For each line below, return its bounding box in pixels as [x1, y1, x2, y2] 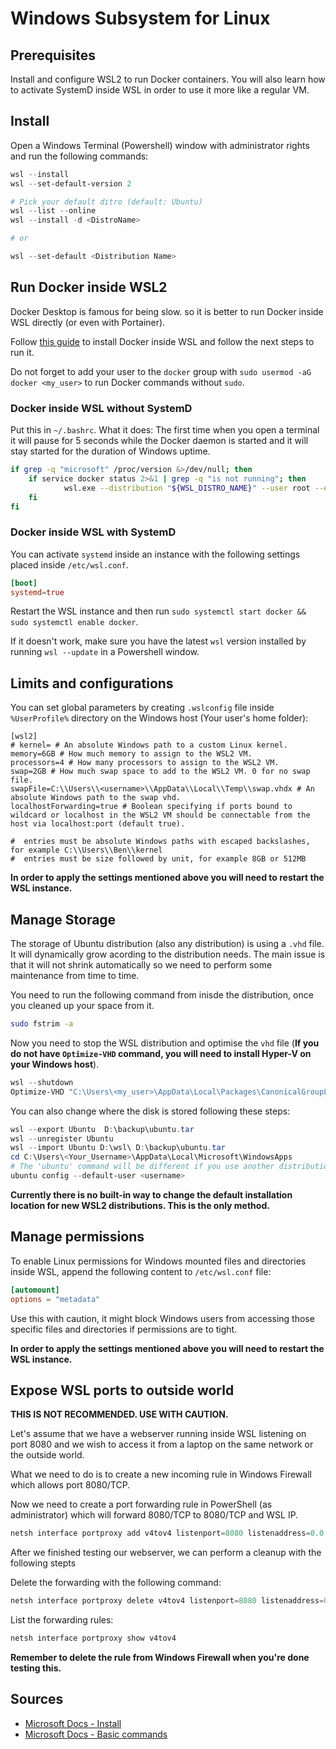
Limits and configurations [10, 675, 174, 692]
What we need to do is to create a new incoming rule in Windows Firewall [10, 1468, 312, 1481]
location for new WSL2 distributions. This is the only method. [10, 1199, 270, 1211]
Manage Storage [10, 911, 117, 928]
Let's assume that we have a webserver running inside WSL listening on [10, 1428, 307, 1440]
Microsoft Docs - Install [24, 1717, 122, 1729]
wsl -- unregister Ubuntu [10, 1133, 114, 1144]
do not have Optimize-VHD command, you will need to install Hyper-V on [10, 1047, 312, 1059]
